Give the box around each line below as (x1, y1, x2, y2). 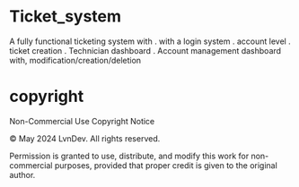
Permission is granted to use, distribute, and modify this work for (9, 150, 250, 161)
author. (9, 169, 36, 180)
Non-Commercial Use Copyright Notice (9, 115, 155, 126)
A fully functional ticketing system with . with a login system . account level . (9, 36, 292, 47)
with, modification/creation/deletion (9, 55, 142, 65)
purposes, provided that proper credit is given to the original (54, 159, 278, 171)
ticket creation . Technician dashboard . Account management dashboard (9, 45, 281, 55)
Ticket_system (9, 6, 122, 27)
